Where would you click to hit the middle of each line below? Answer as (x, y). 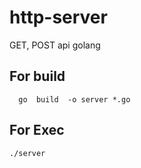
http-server (58, 17)
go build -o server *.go (74, 99)
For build (37, 76)
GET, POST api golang (55, 45)
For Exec (37, 130)
